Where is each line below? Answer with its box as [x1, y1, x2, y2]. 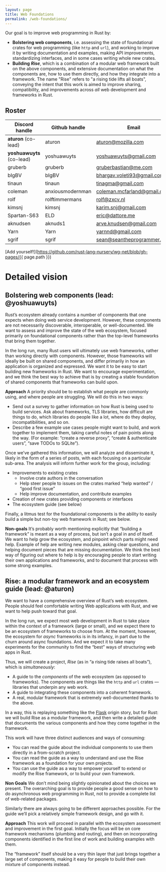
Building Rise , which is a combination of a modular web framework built [12, 60, 160, 67]
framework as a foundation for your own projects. [12, 760, 114, 766]
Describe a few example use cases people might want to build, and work [12, 424, 161, 430]
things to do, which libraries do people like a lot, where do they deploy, [12, 414, 157, 420]
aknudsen [7, 220, 31, 227]
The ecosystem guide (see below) [12, 501, 82, 507]
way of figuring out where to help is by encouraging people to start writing [5, 552, 157, 558]
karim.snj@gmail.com [96, 204, 146, 211]
